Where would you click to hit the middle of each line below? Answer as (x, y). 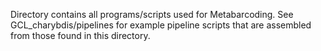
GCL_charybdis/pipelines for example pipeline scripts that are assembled (161, 25)
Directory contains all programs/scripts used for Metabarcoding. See (152, 14)
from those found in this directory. (80, 35)
